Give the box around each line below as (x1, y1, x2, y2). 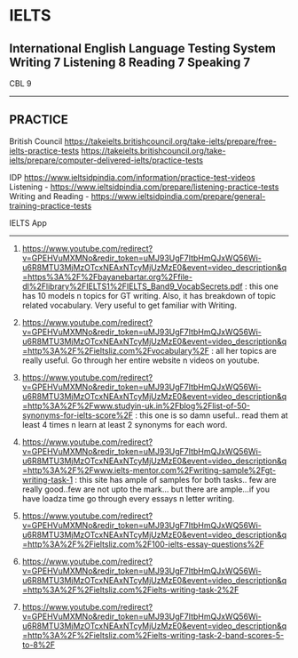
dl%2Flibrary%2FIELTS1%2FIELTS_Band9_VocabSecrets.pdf (21, 281, 243, 292)
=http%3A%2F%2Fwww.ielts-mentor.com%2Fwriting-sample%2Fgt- (21, 464, 277, 476)
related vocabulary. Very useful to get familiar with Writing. (21, 300, 238, 310)
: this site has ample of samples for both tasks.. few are (74, 474, 277, 485)
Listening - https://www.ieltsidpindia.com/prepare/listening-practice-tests (9, 181, 279, 192)
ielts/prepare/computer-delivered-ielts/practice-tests (9, 155, 204, 165)
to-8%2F (21, 639, 56, 650)
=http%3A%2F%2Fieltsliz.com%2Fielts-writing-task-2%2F (21, 584, 239, 595)
